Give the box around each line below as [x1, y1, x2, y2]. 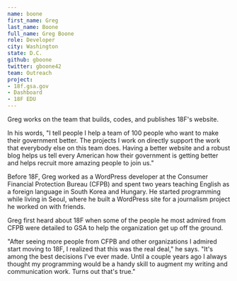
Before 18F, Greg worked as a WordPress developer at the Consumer [7, 172, 209, 181]
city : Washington [7, 43, 59, 50]
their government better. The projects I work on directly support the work [7, 136, 221, 145]
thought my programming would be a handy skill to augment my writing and [7, 260, 228, 268]
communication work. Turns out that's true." [7, 268, 136, 275]
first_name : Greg [7, 17, 59, 24]
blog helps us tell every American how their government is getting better [7, 151, 219, 160]
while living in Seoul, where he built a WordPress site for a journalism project [7, 195, 231, 203]
